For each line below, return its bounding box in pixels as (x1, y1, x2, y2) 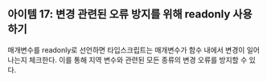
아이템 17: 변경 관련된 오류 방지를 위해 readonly (7, 7, 231, 21)
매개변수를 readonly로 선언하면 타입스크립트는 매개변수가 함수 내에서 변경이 (7, 45, 245, 54)
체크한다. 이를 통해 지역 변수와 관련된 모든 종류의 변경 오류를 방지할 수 (28, 55, 248, 64)
